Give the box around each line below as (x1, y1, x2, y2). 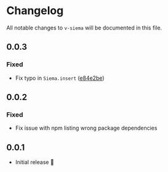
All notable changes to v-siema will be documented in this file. (6, 24, 162, 31)
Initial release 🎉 (15, 158, 54, 166)
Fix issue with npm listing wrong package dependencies (15, 124, 158, 132)
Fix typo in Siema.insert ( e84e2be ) (15, 74, 105, 82)
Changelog (6, 4, 64, 18)
